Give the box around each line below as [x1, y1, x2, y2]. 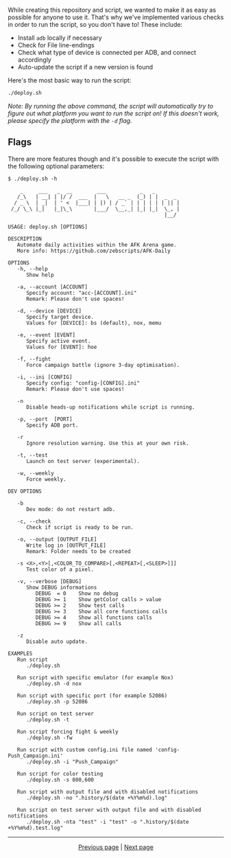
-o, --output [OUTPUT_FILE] [16, 536, 97, 543]
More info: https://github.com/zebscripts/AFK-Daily [16, 247, 171, 254]
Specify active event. [25, 337, 91, 344]
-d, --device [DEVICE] [16, 307, 82, 315]
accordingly [17, 56, 52, 64]
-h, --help [16, 265, 49, 272]
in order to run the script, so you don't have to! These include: [8, 21, 183, 28]
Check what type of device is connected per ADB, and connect [17, 48, 197, 56]
